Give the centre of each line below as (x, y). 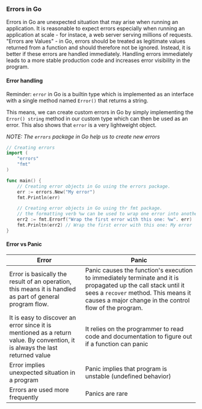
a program (24, 380)
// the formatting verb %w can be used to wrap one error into (98, 214)
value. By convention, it (42, 340)
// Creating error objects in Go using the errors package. (94, 186)
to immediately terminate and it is (132, 277)
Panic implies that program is (126, 369)
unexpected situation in (42, 372)
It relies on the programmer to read (134, 328)
